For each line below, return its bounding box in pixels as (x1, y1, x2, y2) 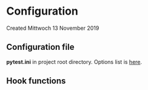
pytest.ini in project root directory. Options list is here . (6, 58, 143, 65)
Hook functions (6, 76, 66, 86)
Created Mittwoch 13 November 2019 (6, 24, 99, 32)
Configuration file (6, 42, 75, 52)
